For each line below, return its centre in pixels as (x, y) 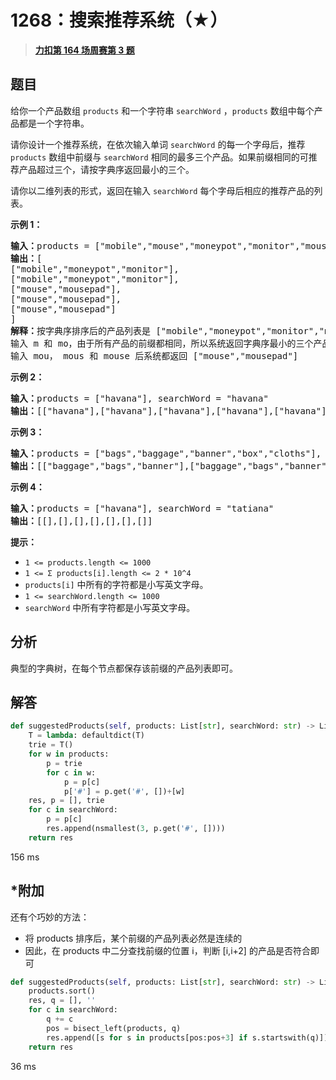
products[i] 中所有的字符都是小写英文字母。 (116, 584)
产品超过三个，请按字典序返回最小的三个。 (106, 169)
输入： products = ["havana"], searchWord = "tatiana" (142, 508)
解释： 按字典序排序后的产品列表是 (80, 330)
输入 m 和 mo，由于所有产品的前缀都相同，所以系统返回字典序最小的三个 (162, 343)
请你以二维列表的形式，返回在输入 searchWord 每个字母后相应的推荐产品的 (162, 190)
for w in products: (69, 754)
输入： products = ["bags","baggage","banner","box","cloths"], (166, 453)
